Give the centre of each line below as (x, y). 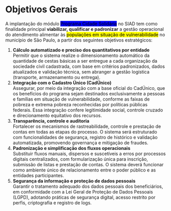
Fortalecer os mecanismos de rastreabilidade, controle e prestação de (87, 126)
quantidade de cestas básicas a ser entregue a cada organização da (85, 61)
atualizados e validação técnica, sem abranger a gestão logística (81, 72)
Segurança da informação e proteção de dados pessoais (74, 181)
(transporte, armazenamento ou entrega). (57, 77)
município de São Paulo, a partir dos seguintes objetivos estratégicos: (79, 40)
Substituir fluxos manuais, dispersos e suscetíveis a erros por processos (89, 154)
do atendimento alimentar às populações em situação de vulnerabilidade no (85, 34)
